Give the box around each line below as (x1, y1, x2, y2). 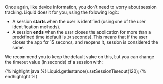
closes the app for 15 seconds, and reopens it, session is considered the (12, 39, 158, 45)
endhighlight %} (5, 74, 38, 79)
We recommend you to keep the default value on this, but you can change (5, 54, 154, 60)
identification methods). (12, 24, 61, 30)
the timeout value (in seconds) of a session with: (5, 59, 103, 65)
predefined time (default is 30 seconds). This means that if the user (12, 34, 148, 40)
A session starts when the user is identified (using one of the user (12, 19, 146, 24)
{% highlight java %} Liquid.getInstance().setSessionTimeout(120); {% (5, 68, 147, 74)
